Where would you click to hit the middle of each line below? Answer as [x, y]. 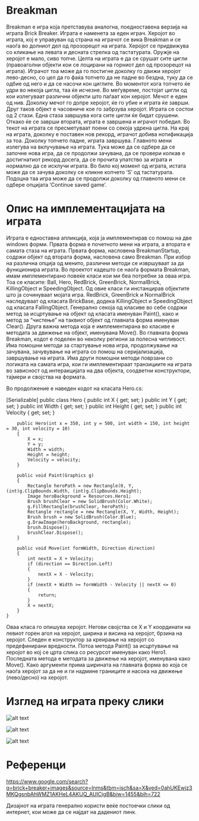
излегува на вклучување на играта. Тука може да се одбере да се [91, 147]
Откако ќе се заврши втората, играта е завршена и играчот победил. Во [98, 121]
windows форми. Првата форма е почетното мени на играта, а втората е [98, 244]
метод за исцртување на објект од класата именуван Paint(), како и [92, 313]
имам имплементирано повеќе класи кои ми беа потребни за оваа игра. [99, 276]
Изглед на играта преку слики [85, 702]
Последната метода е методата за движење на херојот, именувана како [98, 658]
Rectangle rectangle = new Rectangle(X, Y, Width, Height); [103, 512]
